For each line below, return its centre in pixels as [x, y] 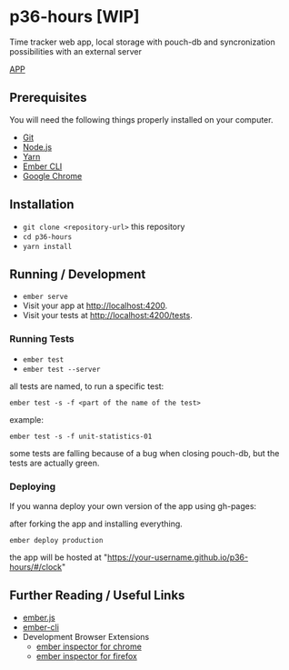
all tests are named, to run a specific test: [87, 386]
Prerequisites [48, 98]
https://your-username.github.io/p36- [178, 557]
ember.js [39, 617]
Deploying [33, 486]
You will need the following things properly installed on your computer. [141, 119]
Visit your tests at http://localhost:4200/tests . [107, 315]
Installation [42, 205]
